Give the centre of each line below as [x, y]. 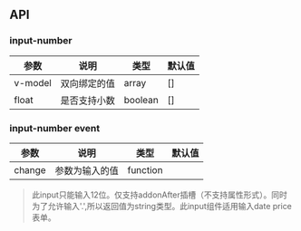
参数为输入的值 [87, 170]
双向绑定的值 [87, 83]
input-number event [55, 128]
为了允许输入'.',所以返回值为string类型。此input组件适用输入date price [162, 206]
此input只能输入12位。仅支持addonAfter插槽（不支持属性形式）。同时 [160, 195]
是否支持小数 [87, 101]
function [145, 169]
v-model [33, 82]
